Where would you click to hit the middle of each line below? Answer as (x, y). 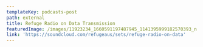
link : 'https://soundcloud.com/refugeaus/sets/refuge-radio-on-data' (96, 35)
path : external (26, 18)
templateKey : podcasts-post (42, 12)
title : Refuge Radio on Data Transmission (61, 23)
